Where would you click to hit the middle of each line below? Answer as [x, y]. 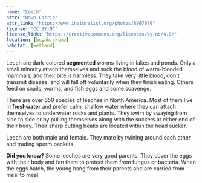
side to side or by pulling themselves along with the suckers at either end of [101, 119]
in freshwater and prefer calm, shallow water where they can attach [91, 106]
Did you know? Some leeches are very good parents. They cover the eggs [99, 155]
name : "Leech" [24, 12]
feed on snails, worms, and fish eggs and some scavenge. [79, 88]
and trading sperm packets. [41, 144]
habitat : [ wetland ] [31, 46]
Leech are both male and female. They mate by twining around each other [99, 137]
